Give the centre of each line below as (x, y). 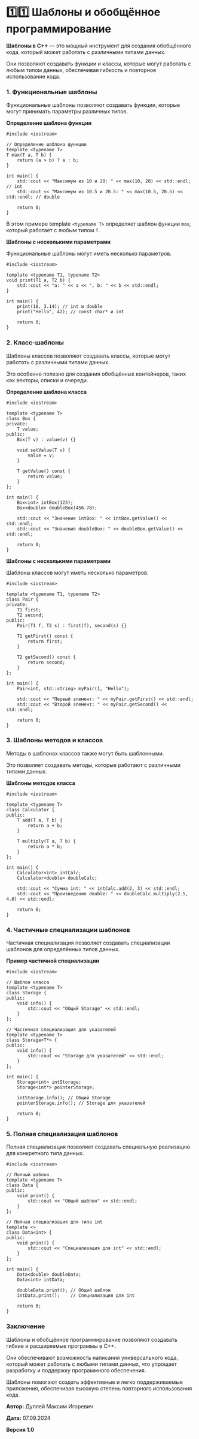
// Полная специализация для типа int (54, 1222)
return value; (45, 476)
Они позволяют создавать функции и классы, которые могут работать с (99, 64)
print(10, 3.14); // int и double (60, 307)
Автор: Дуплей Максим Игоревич (50, 1406)
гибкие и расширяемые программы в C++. (61, 1346)
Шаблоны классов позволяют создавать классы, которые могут (88, 356)
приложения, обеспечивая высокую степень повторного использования (99, 1388)
